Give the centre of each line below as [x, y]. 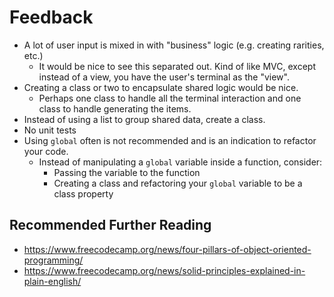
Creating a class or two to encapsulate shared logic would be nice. [161, 87]
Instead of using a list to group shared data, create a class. [144, 119]
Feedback [51, 17]
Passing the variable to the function [127, 172]
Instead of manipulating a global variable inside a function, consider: [180, 162]
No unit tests [50, 130]
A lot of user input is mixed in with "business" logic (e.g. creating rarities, [174, 45]
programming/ [53, 260]
